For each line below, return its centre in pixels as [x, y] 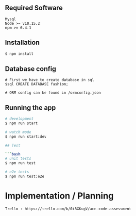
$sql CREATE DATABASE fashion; [37, 84]
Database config [31, 69]
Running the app [30, 108]
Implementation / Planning [59, 196]
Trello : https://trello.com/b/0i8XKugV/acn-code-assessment [68, 209]
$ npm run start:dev [26, 136]
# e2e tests [17, 172]
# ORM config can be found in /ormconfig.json [53, 93]
